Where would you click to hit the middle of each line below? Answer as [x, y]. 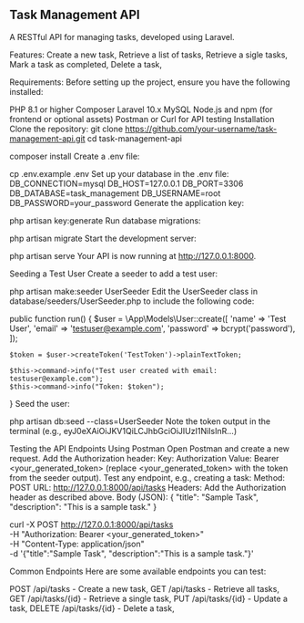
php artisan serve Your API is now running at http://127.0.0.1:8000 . [133, 255]
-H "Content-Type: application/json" [77, 544]
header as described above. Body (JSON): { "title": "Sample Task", [134, 497]
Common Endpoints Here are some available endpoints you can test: [138, 571]
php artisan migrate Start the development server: [103, 238]
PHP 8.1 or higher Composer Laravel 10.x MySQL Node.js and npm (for [141, 109]
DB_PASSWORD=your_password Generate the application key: [127, 202]
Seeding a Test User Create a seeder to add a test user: [114, 274]
